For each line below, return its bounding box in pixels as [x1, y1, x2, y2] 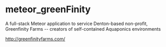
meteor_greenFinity [5, 4, 91, 15]
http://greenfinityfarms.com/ [5, 36, 65, 42]
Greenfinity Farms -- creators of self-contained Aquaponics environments [5, 26, 161, 32]
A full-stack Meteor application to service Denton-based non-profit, [5, 20, 148, 27]
